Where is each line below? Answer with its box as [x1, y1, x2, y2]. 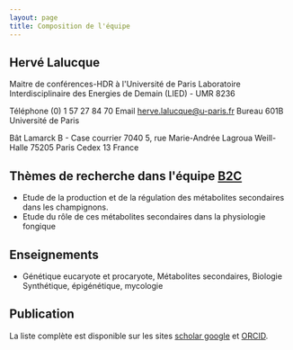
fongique [22, 221, 57, 232]
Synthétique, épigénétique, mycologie [22, 280, 164, 291]
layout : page [9, 13, 58, 22]
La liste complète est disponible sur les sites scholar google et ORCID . [9, 330, 269, 341]
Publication [9, 307, 75, 322]
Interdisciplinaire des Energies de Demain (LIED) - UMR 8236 [9, 88, 235, 99]
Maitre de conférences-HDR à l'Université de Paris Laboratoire [9, 78, 241, 90]
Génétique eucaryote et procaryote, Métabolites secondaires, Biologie [22, 271, 283, 282]
